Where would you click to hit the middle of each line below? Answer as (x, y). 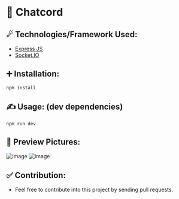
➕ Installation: (33, 74)
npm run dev (21, 123)
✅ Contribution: (36, 175)
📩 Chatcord (35, 12)
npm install (21, 88)
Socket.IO (27, 55)
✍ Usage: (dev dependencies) (65, 107)
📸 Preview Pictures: (43, 142)
